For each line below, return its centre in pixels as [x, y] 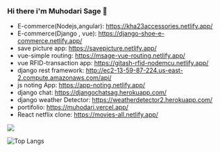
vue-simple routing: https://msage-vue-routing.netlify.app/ [101, 56]
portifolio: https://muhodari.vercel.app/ [73, 108]
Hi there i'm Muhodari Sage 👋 [57, 11]
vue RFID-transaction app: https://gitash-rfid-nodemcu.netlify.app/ [113, 63]
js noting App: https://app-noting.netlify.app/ [81, 85]
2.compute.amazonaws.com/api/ [65, 78]
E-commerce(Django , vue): [57, 33]
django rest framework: [51, 70]
